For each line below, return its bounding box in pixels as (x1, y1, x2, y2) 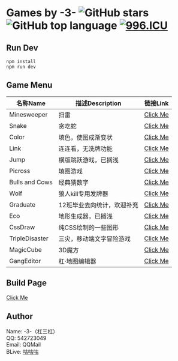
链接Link (144, 99, 169, 108)
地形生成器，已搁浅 (58, 212, 113, 220)
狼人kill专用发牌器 (58, 189, 108, 198)
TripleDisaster (9, 234, 49, 243)
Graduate (9, 200, 36, 208)
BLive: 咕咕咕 (6, 348, 39, 356)
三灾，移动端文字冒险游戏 (58, 234, 131, 243)
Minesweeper (9, 110, 48, 118)
